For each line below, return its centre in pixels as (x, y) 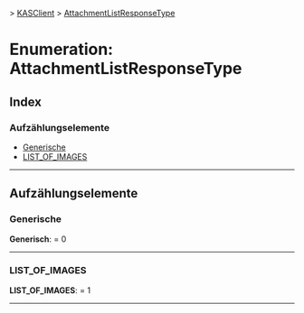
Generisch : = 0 (38, 239)
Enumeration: (62, 50)
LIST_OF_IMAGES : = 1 (50, 290)
